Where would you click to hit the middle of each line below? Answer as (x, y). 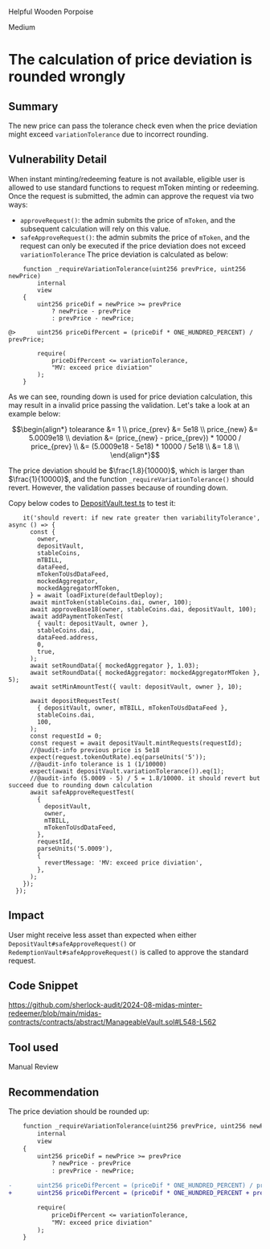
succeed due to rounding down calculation (80, 785)
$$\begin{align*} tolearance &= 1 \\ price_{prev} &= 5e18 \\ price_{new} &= (135, 429)
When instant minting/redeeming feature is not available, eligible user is (127, 179)
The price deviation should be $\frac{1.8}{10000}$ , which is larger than (127, 470)
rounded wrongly (67, 77)
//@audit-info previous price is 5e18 (94, 750)
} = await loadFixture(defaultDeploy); (96, 595)
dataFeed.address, (68, 637)
